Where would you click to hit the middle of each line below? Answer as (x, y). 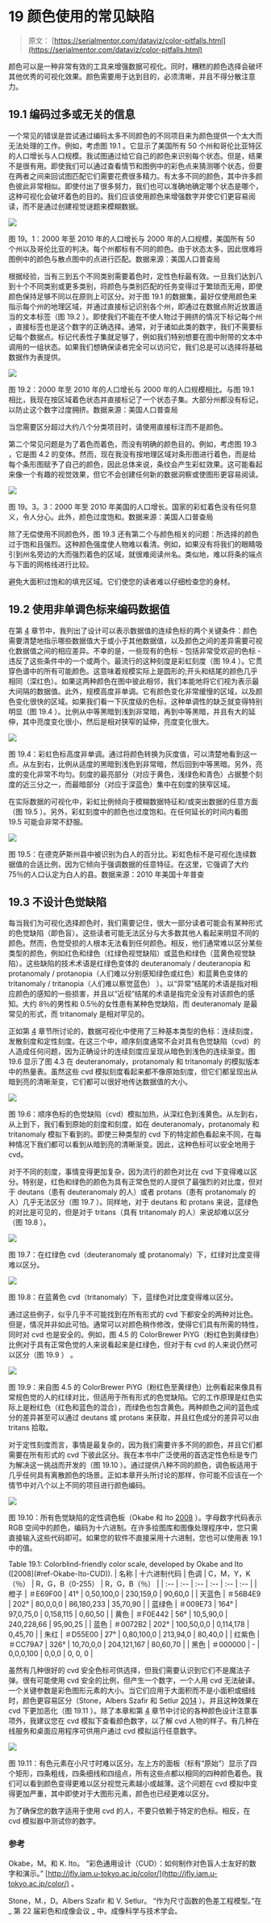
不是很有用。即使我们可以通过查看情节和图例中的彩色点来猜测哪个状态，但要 (135, 166)
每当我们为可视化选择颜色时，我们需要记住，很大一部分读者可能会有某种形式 (135, 923)
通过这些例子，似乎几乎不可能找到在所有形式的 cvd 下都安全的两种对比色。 (133, 1315)
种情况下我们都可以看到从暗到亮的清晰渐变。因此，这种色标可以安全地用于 (132, 1145)
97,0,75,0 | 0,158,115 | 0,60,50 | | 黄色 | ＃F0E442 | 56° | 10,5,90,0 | (118, 1614)
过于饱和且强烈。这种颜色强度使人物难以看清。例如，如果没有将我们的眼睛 (132, 544)
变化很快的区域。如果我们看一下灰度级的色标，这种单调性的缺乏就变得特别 (139, 701)
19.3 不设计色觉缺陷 (58, 902)
